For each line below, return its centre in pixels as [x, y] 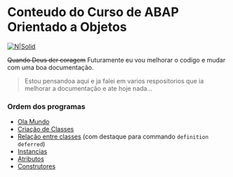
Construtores [36, 167]
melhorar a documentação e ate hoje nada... [88, 88]
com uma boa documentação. [51, 67]
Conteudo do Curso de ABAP [93, 12]
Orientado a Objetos [67, 27]
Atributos [31, 159]
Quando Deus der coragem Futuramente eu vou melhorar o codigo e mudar [116, 59]
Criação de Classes [46, 129]
